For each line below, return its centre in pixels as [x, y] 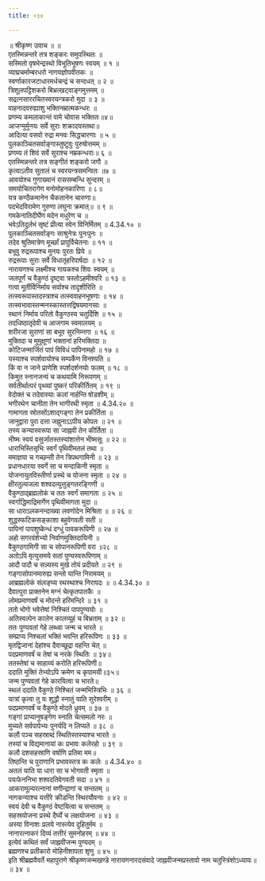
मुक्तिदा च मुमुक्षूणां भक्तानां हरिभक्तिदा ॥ [57, 341]
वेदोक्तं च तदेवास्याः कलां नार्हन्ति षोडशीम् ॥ [61, 394]
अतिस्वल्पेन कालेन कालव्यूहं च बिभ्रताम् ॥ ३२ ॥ [67, 618]
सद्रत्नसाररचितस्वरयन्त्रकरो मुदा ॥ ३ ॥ [56, 99]
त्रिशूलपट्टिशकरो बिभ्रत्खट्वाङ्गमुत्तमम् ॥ [56, 90]
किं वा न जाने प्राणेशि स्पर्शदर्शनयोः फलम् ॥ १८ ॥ [68, 368]
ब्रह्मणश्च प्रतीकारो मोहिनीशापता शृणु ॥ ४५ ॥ [63, 851]
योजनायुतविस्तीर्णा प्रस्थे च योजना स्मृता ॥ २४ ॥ [67, 475]
